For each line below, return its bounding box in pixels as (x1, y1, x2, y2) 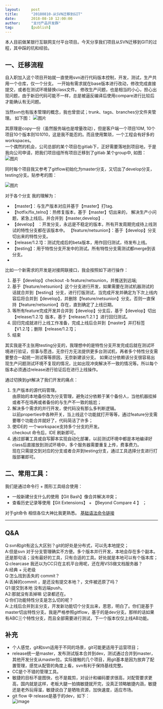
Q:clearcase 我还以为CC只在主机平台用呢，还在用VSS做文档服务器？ (5, 561, 143, 566)
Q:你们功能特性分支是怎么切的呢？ (5, 597, 74, 603)
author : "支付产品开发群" (5, 20, 61, 26)
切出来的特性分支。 (12, 233, 51, 239)
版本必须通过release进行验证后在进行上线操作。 (5, 366, 101, 372)
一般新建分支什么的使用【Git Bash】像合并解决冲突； (12, 494, 118, 499)
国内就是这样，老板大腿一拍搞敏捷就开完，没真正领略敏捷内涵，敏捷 (20, 681, 157, 687)
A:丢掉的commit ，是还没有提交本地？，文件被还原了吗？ (5, 578, 119, 585)
